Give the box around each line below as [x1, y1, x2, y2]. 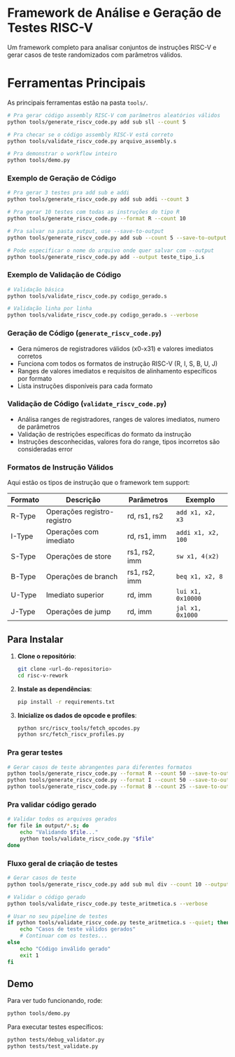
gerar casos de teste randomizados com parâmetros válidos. [7, 51, 183, 59]
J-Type [10, 607, 36, 617]
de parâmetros [17, 423, 60, 431]
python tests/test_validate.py [7, 1043, 99, 1050]
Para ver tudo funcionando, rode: [7, 997, 103, 1005]
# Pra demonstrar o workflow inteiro [7, 150, 117, 157]
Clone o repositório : [17, 651, 77, 660]
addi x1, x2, [176, 528, 220, 537]
